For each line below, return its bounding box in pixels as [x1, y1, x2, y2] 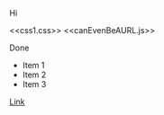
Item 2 [22, 69, 47, 80]
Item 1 [22, 60, 45, 70]
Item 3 [22, 79, 47, 89]
